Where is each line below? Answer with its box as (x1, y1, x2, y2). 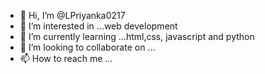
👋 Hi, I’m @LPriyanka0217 (19, 10, 126, 21)
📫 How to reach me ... (19, 53, 113, 64)
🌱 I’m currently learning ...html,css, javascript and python (19, 31, 255, 42)
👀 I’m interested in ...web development (19, 20, 178, 32)
